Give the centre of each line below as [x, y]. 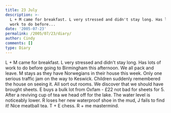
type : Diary [18, 48]
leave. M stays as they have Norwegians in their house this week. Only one [84, 73]
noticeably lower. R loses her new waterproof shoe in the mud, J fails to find [85, 100]
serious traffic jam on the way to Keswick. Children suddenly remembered [83, 78]
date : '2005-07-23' [26, 29]
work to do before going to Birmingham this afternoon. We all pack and [80, 68]
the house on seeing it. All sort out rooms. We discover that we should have [84, 84]
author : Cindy [20, 39]
